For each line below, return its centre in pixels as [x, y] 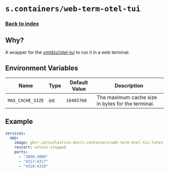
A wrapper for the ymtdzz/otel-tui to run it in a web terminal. [67, 52]
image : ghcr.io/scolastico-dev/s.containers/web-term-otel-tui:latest [90, 143]
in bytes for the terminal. [125, 104]
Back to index [22, 24]
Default [79, 82]
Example [19, 122]
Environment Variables [42, 68]
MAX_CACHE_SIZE [26, 100]
